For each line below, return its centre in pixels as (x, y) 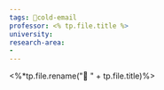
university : (31, 34)
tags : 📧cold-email (43, 17)
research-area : (37, 42)
